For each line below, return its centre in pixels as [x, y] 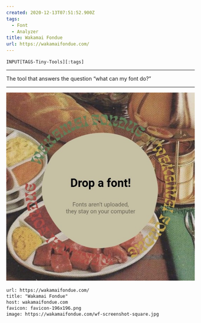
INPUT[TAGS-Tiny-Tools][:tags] [45, 62]
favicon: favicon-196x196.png [44, 308]
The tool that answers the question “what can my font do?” [79, 79]
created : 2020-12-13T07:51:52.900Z [51, 13]
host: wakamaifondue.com [37, 302]
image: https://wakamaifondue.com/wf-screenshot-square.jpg [83, 314]
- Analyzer [25, 32]
